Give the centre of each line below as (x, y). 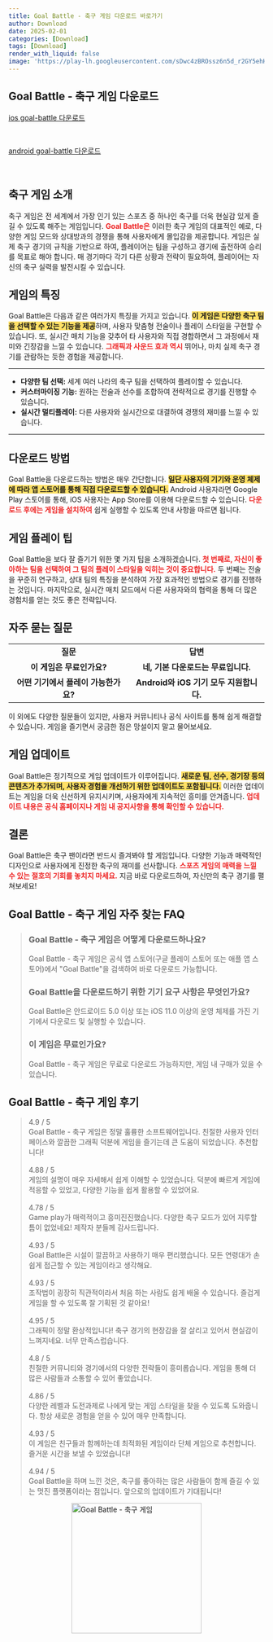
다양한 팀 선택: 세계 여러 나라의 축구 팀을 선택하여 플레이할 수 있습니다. (131, 382)
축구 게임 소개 (41, 195)
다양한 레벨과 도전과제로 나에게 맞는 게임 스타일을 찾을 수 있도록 (129, 1406)
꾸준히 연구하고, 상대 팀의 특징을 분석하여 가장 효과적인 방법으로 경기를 (128, 579)
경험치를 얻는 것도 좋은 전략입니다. (63, 599)
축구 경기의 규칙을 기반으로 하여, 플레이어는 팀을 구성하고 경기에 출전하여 (132, 246)
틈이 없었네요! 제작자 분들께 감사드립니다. (93, 1227)
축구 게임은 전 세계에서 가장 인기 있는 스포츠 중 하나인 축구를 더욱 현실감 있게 (130, 216)
